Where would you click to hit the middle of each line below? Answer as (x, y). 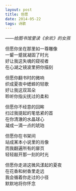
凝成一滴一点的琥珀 (25, 125)
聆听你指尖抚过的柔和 (27, 96)
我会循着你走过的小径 (27, 177)
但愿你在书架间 (20, 136)
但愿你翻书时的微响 (25, 78)
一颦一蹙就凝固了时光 (27, 55)
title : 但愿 (17, 14)
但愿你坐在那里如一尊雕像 (31, 49)
